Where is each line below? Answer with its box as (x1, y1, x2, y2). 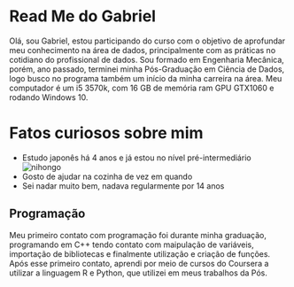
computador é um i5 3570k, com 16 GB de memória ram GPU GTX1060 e (9, 82, 275, 93)
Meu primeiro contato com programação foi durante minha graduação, (9, 229, 267, 240)
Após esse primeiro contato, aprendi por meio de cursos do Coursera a (9, 258, 269, 268)
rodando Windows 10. (9, 91, 89, 103)
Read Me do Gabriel (9, 6, 157, 27)
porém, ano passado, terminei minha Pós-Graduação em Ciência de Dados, (9, 64, 285, 74)
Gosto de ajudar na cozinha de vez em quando (21, 171, 193, 182)
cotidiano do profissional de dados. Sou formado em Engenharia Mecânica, (9, 54, 285, 65)
